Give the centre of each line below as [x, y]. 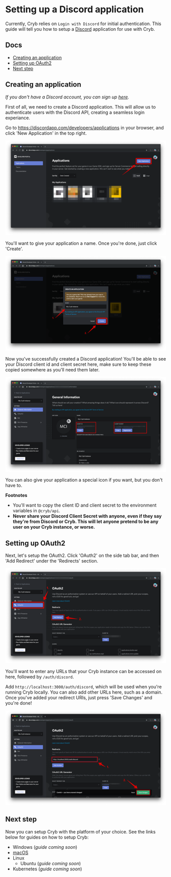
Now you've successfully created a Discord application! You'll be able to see [86, 359]
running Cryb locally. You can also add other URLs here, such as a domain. [84, 692]
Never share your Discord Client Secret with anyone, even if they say [87, 516]
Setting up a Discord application [75, 9]
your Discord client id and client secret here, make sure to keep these [78, 364]
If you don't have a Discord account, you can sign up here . [67, 97]
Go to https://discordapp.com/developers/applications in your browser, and [85, 128]
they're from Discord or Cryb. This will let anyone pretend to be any [86, 521]
